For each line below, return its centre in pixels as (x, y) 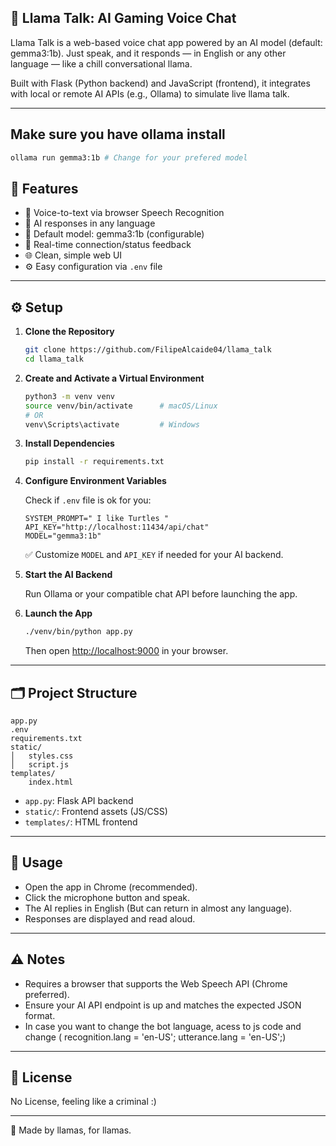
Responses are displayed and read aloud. (110, 918)
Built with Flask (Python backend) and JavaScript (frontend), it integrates (160, 83)
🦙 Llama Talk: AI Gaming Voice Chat (123, 18)
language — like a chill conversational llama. (101, 63)
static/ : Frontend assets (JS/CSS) (96, 811)
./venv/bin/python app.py (78, 632)
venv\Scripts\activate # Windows (112, 424)
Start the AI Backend (68, 575)
